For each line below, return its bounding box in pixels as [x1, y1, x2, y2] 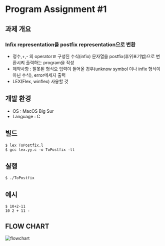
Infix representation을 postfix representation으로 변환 [5, 41, 136, 48]
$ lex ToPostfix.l [5, 143, 43, 148]
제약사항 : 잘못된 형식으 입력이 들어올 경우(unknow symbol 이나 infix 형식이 [12, 66, 161, 72]
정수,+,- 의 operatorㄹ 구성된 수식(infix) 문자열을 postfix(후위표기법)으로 [12, 53, 155, 59]
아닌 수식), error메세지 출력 [12, 72, 66, 78]
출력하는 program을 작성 [25, 59, 74, 66]
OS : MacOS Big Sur [12, 108, 54, 114]
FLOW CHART [5, 222, 49, 230]
